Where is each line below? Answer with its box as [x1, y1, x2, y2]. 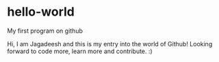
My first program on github [7, 27, 83, 35]
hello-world [7, 4, 75, 20]
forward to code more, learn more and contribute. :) [7, 47, 153, 55]
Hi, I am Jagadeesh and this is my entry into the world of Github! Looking [7, 40, 213, 48]
